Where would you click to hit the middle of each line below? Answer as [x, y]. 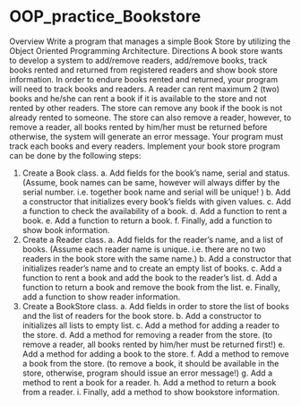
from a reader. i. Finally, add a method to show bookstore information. [151, 392]
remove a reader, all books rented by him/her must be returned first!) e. [154, 344]
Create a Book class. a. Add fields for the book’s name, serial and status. [156, 173]
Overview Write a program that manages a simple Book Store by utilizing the [150, 41]
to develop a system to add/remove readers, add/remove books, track [138, 60]
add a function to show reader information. [101, 297]
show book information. [66, 229]
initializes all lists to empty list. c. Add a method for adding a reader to [151, 325]
